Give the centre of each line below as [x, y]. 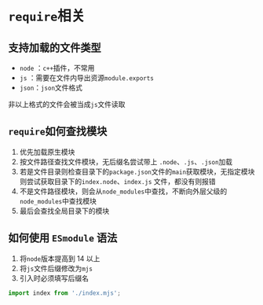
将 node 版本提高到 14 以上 [60, 258]
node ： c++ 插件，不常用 [57, 68]
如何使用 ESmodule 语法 [63, 238]
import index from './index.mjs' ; [65, 293]
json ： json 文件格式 [51, 88]
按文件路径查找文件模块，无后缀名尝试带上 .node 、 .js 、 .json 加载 [126, 161]
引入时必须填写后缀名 [54, 278]
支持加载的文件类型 [55, 48]
